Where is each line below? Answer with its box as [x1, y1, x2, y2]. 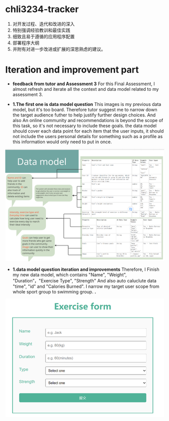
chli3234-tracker [5, 4, 79, 15]
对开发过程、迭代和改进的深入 [12, 21, 75, 27]
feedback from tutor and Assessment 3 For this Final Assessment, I [12, 81, 155, 87]
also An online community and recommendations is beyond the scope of [12, 117, 163, 123]
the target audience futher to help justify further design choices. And [12, 112, 156, 118]
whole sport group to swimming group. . [12, 288, 96, 294]
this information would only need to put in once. [12, 139, 112, 145]
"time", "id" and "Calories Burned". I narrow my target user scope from [12, 283, 160, 289]
